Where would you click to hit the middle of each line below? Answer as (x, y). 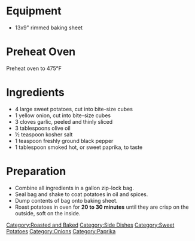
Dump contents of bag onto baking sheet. (66, 200)
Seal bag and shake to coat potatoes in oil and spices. (81, 194)
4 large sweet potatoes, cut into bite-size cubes (74, 109)
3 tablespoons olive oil (42, 128)
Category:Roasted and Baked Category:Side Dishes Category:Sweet (90, 225)
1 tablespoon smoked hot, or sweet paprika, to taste (79, 147)
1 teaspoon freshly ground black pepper (64, 141)
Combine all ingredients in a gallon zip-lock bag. (74, 188)
